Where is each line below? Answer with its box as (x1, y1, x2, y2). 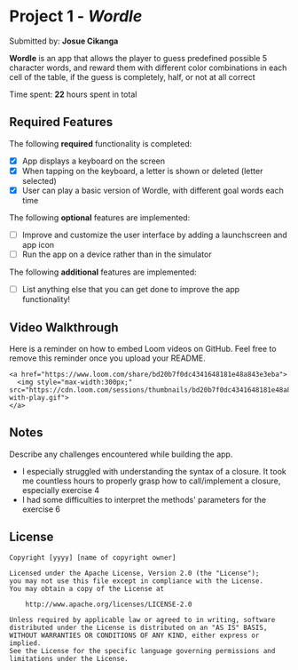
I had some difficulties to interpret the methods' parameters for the (21, 494, 267, 505)
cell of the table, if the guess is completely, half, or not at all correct (9, 71, 255, 82)
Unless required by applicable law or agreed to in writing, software (9, 615, 276, 624)
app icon (21, 240, 55, 250)
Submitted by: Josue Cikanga (9, 36, 119, 46)
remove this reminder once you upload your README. (9, 353, 206, 363)
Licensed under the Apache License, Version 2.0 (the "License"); (9, 569, 260, 578)
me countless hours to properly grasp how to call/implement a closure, (21, 475, 281, 486)
